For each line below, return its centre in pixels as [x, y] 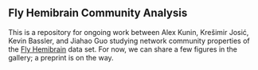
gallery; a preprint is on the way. [61, 57]
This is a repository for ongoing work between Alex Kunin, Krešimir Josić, [129, 32]
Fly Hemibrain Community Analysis [98, 13]
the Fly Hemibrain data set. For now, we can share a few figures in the [123, 49]
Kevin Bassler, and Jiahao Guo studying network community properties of [129, 41]
